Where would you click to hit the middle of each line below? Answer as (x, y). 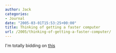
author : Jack (18, 9)
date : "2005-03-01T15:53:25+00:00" (41, 23)
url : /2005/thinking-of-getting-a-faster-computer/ (58, 32)
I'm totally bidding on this (30, 46)
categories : (17, 14)
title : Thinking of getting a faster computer (53, 27)
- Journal (15, 18)
